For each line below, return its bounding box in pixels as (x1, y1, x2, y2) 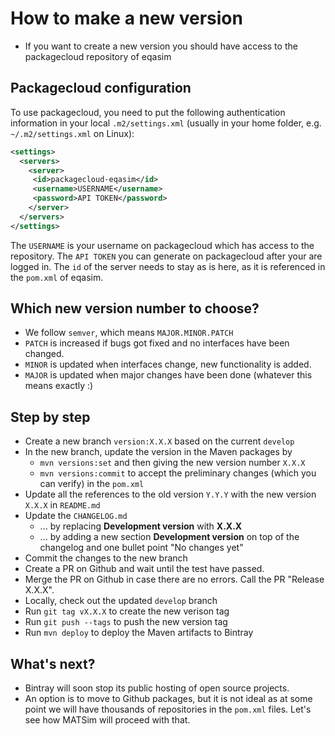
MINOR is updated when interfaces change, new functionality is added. (24, 358, 312, 371)
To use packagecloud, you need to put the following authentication (10, 106, 286, 118)
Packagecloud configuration (10, 80, 192, 97)
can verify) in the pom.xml (39, 478, 145, 490)
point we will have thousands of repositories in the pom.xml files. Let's (24, 703, 312, 716)
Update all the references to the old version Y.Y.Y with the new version (24, 488, 317, 501)
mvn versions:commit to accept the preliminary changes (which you (39, 467, 317, 479)
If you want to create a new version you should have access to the (24, 40, 298, 52)
